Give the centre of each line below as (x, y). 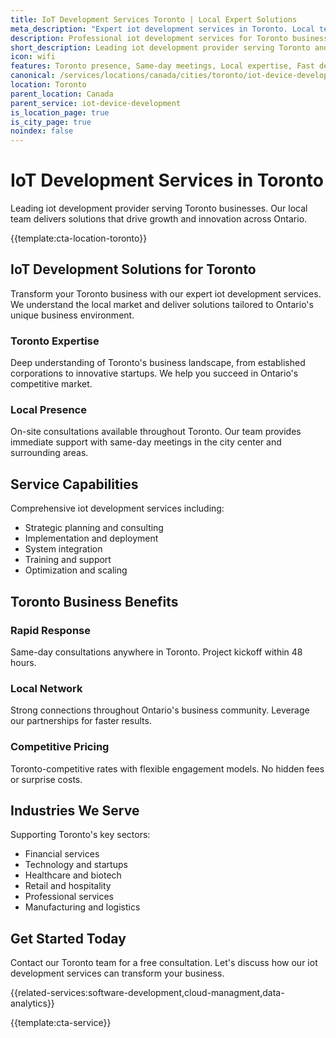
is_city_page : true (51, 122)
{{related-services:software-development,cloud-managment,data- (147, 993)
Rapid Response (50, 630)
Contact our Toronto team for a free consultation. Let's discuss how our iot (164, 963)
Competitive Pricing (60, 747)
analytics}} (32, 1003)
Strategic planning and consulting (94, 528)
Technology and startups (76, 865)
